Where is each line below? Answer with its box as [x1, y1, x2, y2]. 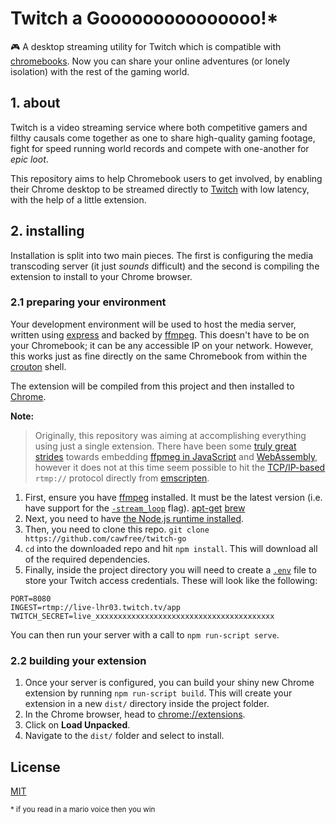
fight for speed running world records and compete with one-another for [10, 142, 310, 154]
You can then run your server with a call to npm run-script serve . [10, 628, 280, 641]
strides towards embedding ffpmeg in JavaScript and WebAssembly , [34, 450, 318, 462]
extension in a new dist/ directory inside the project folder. [24, 698, 270, 710]
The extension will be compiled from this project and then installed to [10, 380, 295, 392]
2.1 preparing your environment [10, 295, 167, 309]
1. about [10, 95, 61, 112]
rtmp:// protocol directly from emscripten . [34, 472, 210, 484]
